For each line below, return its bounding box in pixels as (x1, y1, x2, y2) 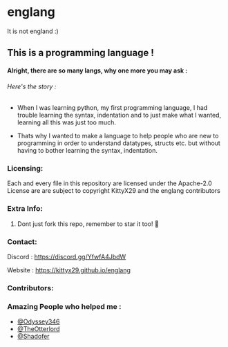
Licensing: (7, 164, 44, 173)
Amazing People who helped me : (7, 301, 122, 311)
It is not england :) (7, 27, 59, 35)
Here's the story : (7, 82, 57, 91)
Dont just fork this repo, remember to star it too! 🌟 (17, 219, 159, 228)
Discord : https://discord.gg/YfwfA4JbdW (7, 253, 126, 261)
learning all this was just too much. (17, 118, 116, 126)
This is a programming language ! (7, 47, 154, 59)
